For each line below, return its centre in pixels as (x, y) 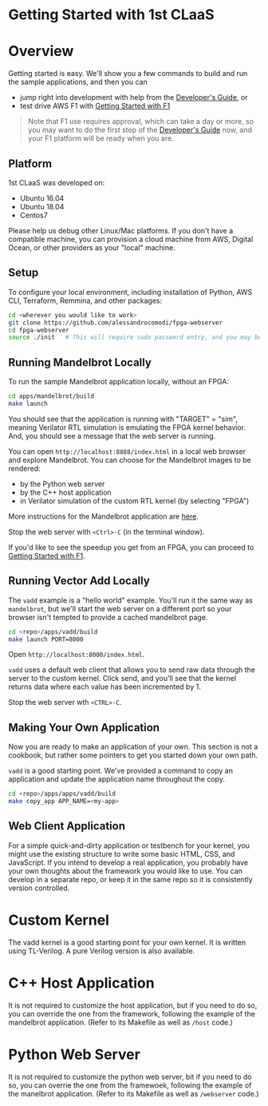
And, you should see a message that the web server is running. (112, 436)
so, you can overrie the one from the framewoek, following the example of (130, 1085)
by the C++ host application (65, 492)
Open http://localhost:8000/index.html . (77, 654)
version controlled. (39, 888)
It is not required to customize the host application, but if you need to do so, (133, 1005)
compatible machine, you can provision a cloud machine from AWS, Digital (131, 239)
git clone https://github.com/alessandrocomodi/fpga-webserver (116, 322)
